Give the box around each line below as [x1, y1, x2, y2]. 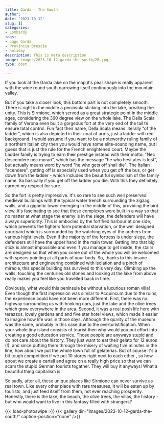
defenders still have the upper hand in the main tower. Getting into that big [5, 239, 155, 245]
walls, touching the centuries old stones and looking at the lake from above [5, 271, 157, 276]
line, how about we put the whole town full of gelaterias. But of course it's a [5, 348, 158, 353]
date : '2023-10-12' [5, 16, 45, 21]
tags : [5, 35, 16, 40]
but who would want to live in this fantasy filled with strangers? [5, 399, 132, 405]
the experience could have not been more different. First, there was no [5, 296, 148, 301]
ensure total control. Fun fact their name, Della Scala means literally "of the [5, 125, 156, 131]
